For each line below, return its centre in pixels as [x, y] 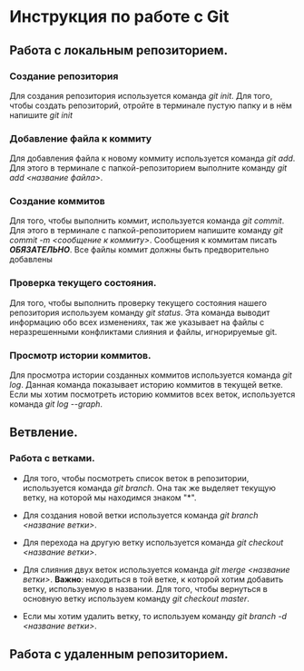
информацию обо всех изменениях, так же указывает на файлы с [137, 322]
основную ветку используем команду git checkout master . [136, 598]
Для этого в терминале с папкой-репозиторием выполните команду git [148, 168]
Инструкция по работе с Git [119, 17]
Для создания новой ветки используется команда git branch [140, 515]
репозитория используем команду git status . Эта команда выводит [140, 312]
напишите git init [41, 114]
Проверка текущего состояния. [83, 283]
